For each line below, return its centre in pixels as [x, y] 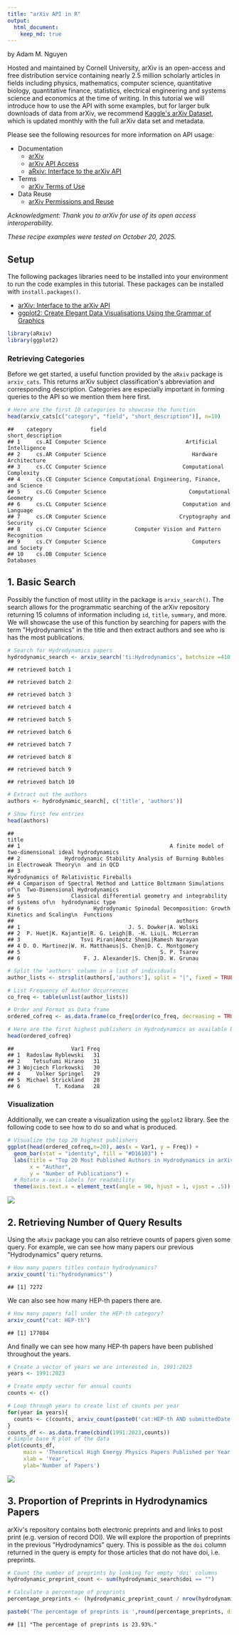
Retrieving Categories [46, 359]
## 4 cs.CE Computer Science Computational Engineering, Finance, [114, 479]
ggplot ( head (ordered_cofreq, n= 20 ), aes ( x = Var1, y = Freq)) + [103, 1147]
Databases [22, 560]
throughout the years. [39, 1354]
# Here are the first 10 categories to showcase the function [101, 410]
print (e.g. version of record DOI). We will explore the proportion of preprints [119, 1537]
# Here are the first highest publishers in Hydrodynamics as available [117, 1030]
